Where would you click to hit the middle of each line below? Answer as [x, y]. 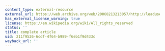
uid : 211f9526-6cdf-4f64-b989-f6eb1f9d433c [50, 37]
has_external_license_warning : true [42, 18]
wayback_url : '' [22, 41]
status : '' [16, 28]
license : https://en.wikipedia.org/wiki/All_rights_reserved [69, 23]
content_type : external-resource [39, 9]
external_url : [20, 14]
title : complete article [30, 32]
